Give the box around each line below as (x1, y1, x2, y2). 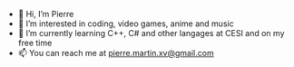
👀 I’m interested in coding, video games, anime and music (17, 18, 234, 29)
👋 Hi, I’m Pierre (17, 9, 74, 19)
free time (17, 37, 53, 48)
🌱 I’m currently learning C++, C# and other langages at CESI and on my (17, 28, 285, 38)
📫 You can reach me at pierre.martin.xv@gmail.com (17, 48, 215, 58)
